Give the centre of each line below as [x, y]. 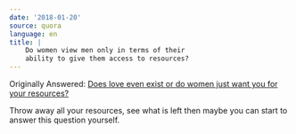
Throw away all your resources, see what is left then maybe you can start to [148, 110]
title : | [25, 42]
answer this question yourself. [65, 120]
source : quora [36, 26]
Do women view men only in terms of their [105, 51]
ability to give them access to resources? [107, 59]
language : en [33, 34]
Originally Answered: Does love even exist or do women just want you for [144, 84]
